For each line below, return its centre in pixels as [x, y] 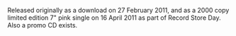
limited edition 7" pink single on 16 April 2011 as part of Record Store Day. [114, 18]
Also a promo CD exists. [43, 25]
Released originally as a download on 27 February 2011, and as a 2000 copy [118, 10]
